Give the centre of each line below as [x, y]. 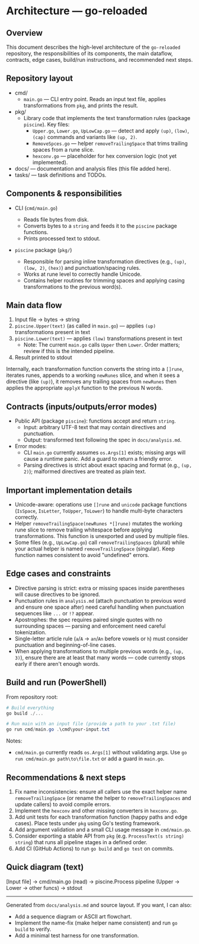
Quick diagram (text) [45, 867]
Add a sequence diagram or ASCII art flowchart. [73, 916]
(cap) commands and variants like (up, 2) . [85, 137]
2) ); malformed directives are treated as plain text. [85, 471]
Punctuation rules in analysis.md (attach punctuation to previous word [100, 600]
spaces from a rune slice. [63, 149]
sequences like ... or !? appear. [54, 613]
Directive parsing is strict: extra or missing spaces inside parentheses [99, 588]
